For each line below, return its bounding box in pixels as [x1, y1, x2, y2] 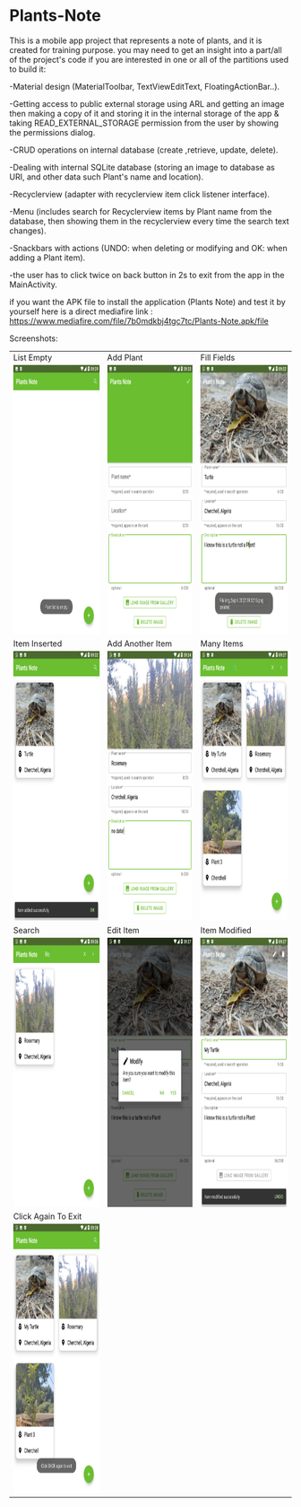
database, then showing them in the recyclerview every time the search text [9, 215, 289, 226]
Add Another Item [107, 638, 173, 649]
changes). [9, 225, 47, 236]
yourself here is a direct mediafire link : [9, 306, 154, 317]
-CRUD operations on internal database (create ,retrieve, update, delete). [9, 145, 279, 155]
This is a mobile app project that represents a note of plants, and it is [9, 35, 262, 46]
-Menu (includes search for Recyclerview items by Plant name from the [9, 206, 272, 216]
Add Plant [107, 352, 143, 363]
